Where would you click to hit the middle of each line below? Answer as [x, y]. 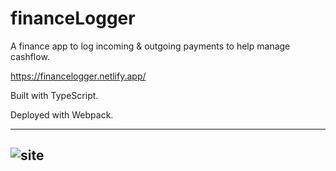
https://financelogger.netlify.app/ [78, 76]
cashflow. [30, 56]
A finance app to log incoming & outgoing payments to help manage [150, 46]
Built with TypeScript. [54, 95]
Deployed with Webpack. [62, 114]
